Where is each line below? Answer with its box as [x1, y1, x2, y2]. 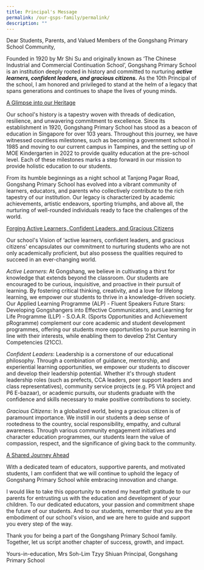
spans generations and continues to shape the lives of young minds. [6, 88, 177, 95]
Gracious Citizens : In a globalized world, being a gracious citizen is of [6, 408, 181, 415]
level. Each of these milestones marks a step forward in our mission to [6, 156, 182, 163]
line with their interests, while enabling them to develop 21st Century [6, 332, 177, 340]
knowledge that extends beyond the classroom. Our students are [6, 274, 169, 281]
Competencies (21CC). [6, 338, 63, 346]
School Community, [6, 43, 56, 50]
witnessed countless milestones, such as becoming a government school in [6, 137, 195, 144]
